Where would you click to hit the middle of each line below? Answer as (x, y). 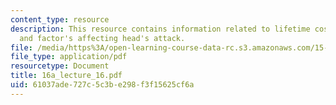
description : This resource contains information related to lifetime (160, 29)
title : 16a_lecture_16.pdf (66, 76)
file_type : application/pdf (69, 57)
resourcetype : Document (60, 66)
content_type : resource (60, 19)
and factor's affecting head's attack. (102, 38)
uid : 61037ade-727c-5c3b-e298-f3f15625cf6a (102, 85)
